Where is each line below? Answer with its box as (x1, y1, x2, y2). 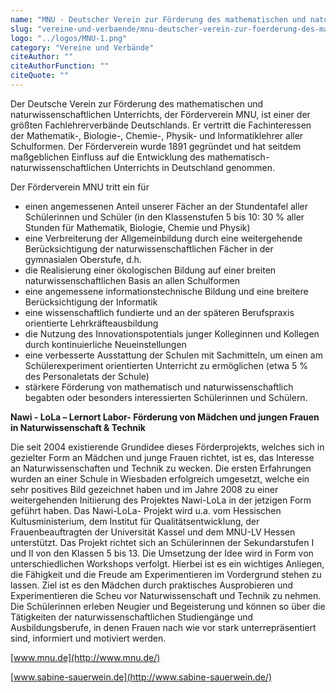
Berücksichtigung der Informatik (24, 296, 158, 308)
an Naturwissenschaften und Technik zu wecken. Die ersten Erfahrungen (10, 462, 312, 474)
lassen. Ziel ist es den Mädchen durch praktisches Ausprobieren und (10, 579, 294, 591)
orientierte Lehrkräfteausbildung (24, 317, 159, 329)
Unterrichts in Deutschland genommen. (113, 161, 276, 173)
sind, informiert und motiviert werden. (10, 632, 167, 644)
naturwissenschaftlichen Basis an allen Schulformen (24, 274, 240, 286)
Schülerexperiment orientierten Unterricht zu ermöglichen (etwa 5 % (24, 359, 309, 371)
